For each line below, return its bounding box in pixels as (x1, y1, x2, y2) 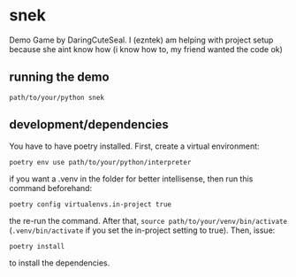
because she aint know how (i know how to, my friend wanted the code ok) (9, 43, 283, 54)
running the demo (9, 70, 110, 85)
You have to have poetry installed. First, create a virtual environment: (9, 141, 260, 151)
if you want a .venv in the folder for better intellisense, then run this (9, 173, 254, 184)
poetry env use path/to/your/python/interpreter (9, 158, 192, 166)
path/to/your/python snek (9, 93, 104, 102)
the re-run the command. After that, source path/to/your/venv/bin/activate (9, 215, 288, 226)
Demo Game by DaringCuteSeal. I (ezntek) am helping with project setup (9, 35, 274, 45)
